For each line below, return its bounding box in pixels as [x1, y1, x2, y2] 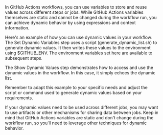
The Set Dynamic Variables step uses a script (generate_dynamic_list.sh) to [5, 40, 158, 45]
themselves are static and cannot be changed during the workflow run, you [5, 15, 157, 20]
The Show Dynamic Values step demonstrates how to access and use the [5, 65, 153, 70]
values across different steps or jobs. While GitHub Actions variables [5, 9, 143, 15]
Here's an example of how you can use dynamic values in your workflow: [5, 34, 153, 40]
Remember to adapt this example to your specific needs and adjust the [5, 85, 148, 90]
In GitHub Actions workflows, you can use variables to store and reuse [5, 4, 147, 10]
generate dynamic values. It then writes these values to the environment [5, 45, 151, 50]
